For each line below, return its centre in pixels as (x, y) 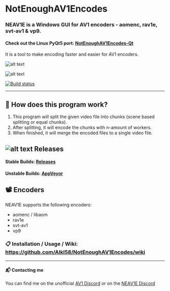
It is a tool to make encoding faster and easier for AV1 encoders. (72, 54)
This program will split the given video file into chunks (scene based (83, 117)
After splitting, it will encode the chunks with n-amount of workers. (82, 128)
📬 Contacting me (25, 270)
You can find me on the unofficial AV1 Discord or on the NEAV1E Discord (80, 283)
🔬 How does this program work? (56, 104)
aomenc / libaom (30, 214)
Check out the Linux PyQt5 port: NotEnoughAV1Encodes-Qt (69, 43)
